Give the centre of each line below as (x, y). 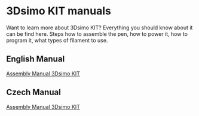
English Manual (36, 59)
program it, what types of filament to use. (57, 40)
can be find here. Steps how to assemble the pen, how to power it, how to (97, 33)
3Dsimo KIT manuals (59, 11)
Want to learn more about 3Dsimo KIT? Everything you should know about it (99, 28)
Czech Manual (33, 92)
